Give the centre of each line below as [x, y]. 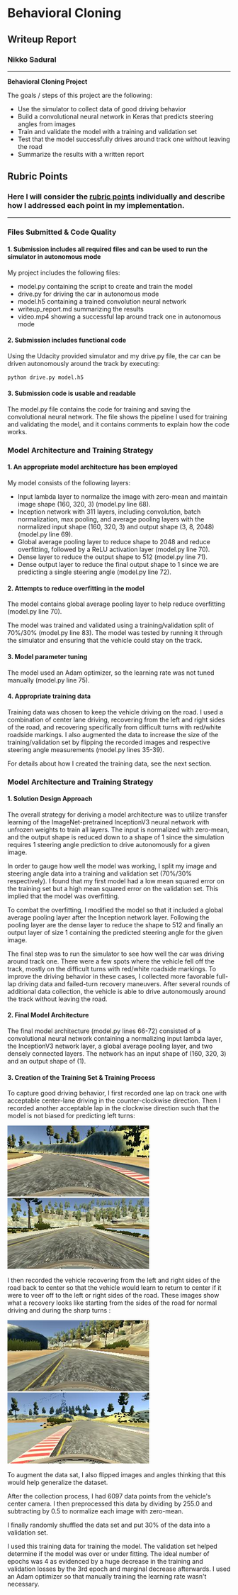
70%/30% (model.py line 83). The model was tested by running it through [115, 633]
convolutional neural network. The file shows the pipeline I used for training [117, 416]
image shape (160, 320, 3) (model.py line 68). [84, 504]
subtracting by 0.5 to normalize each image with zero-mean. [96, 1511]
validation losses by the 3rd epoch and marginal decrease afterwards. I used [119, 1569]
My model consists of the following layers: [69, 483]
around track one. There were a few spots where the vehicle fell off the [111, 961]
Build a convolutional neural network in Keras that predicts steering [115, 116]
